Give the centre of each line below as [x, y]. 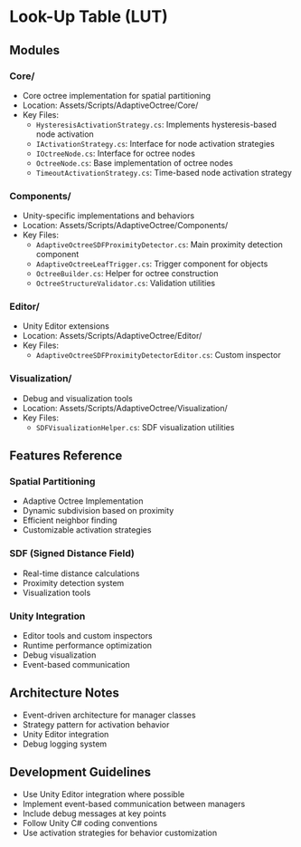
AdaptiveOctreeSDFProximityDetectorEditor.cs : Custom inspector [159, 355]
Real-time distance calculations [81, 573]
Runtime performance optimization [87, 646]
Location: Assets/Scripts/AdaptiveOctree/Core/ [110, 105]
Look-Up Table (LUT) [89, 17]
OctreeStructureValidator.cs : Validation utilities [126, 284]
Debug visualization [59, 655]
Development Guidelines [80, 772]
